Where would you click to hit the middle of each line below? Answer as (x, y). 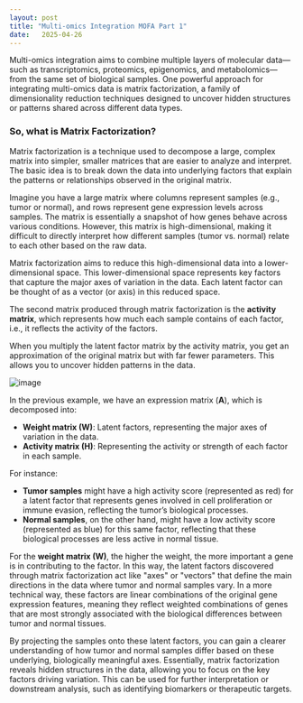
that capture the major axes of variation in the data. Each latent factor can (146, 282)
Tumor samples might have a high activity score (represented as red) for (158, 490)
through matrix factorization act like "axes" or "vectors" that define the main (151, 575)
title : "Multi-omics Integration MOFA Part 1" (98, 26)
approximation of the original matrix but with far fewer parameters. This (142, 355)
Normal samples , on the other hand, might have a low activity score (149, 519)
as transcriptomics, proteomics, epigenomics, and (122, 69)
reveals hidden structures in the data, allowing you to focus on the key (140, 670)
